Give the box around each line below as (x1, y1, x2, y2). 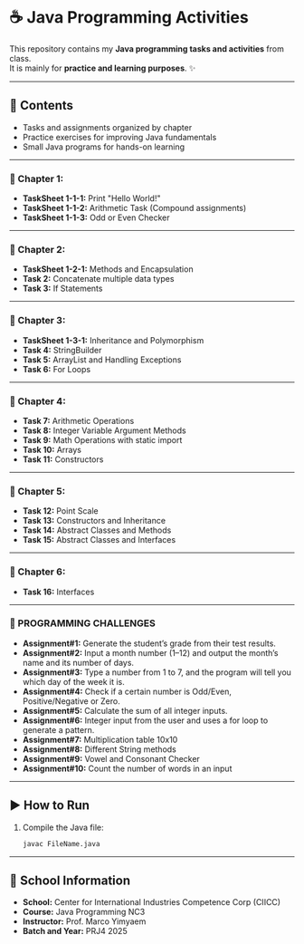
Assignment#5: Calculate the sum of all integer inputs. (22, 705, 228, 716)
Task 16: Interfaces (22, 586, 95, 597)
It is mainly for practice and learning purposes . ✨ (9, 63, 196, 73)
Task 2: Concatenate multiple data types (22, 274, 175, 284)
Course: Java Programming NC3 (22, 907, 146, 918)
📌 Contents (9, 98, 74, 113)
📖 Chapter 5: (9, 485, 66, 497)
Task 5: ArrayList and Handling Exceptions (22, 354, 182, 365)
